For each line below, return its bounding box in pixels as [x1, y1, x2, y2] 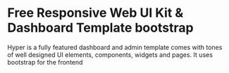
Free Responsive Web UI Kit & [7, 5, 184, 21]
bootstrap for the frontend [7, 58, 83, 66]
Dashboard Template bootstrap [7, 20, 194, 36]
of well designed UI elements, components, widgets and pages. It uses [7, 51, 213, 59]
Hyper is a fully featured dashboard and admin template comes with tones [7, 43, 223, 51]
